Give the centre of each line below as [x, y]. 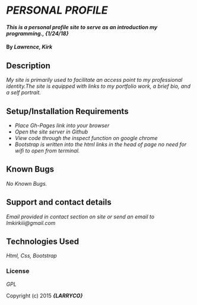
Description [28, 66]
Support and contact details [59, 202]
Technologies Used [42, 242]
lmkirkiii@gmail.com [31, 223]
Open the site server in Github [51, 132]
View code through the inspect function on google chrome [86, 138]
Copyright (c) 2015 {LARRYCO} [45, 296]
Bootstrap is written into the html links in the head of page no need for [101, 144]
